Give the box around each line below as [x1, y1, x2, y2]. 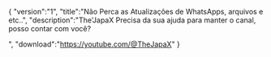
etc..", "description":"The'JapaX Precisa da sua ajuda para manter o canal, [8, 15, 256, 25]
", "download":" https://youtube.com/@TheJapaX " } [8, 39, 181, 49]
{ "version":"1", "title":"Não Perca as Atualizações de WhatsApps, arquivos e [8, 7, 264, 16]
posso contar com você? [8, 24, 92, 33]
